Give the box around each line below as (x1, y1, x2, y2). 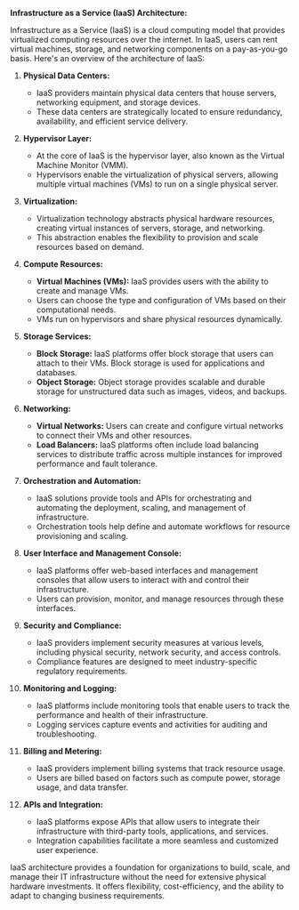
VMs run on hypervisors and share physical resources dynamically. (36, 314, 283, 324)
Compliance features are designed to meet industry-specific (36, 656, 258, 666)
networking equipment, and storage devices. (36, 97, 201, 108)
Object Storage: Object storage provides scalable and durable (36, 377, 266, 387)
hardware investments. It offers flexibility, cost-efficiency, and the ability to (10, 881, 284, 891)
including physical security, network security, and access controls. (36, 647, 281, 657)
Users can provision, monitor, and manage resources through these (36, 593, 284, 604)
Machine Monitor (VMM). (36, 160, 129, 170)
